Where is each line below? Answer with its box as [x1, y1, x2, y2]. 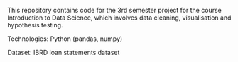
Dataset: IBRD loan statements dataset [7, 49, 120, 56]
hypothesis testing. [7, 21, 63, 29]
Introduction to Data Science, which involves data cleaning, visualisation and [7, 13, 232, 22]
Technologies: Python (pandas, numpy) [7, 35, 123, 43]
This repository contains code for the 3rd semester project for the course [7, 6, 222, 14]
